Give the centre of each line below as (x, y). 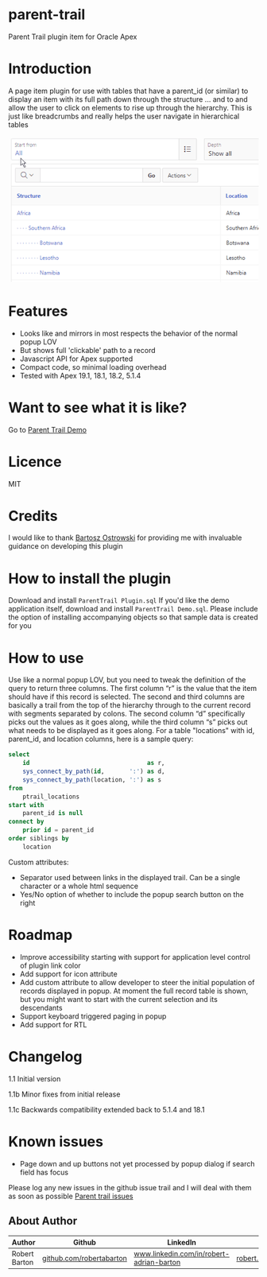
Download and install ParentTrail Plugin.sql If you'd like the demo (119, 600)
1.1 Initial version (35, 1078)
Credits (33, 516)
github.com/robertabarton (85, 1258)
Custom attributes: (39, 862)
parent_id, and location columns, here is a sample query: (101, 739)
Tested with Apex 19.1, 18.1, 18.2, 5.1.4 (80, 375)
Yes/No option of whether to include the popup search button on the (132, 894)
